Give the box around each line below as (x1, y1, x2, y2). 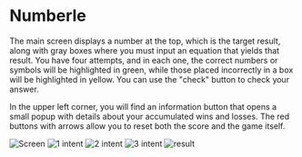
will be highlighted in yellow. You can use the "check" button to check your (9, 74, 289, 84)
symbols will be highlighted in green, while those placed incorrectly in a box (9, 64, 294, 75)
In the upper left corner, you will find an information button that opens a (9, 101, 277, 112)
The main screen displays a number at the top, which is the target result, (9, 35, 281, 46)
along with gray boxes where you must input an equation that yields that (9, 44, 280, 55)
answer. (9, 83, 39, 94)
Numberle (9, 5, 86, 26)
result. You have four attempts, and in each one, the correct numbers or (9, 54, 278, 65)
